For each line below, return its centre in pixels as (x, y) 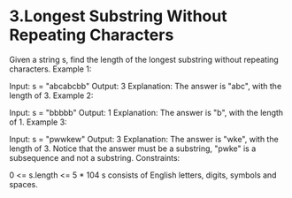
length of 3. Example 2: (51, 95)
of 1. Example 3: (38, 122)
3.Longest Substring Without (118, 16)
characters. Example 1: (50, 69)
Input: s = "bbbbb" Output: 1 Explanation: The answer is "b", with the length (146, 112)
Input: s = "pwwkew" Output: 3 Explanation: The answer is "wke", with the (144, 139)
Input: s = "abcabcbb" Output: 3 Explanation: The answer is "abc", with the (146, 86)
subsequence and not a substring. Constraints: (95, 157)
